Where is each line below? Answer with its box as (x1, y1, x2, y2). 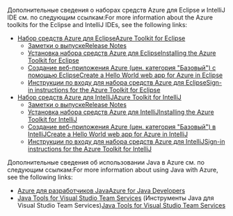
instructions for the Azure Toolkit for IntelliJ (27, 145, 152, 153)
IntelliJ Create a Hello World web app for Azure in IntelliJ (27, 130, 188, 138)
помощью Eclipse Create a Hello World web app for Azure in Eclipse (27, 71, 223, 79)
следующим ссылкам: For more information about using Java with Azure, (7, 166, 218, 174)
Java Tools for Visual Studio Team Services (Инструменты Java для (17, 194, 214, 202)
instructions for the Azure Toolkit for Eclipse (34, 86, 161, 94)
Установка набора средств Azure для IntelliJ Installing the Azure (27, 108, 214, 116)
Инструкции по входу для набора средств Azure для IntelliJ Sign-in (27, 138, 225, 145)
